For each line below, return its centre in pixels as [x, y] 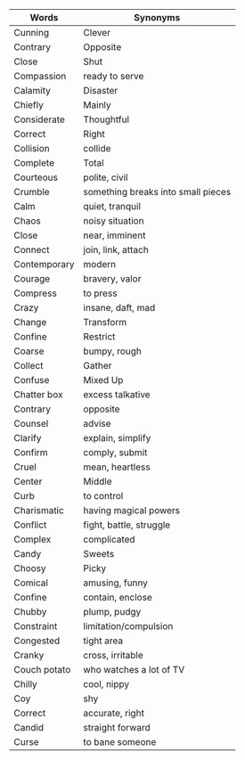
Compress [36, 293]
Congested [37, 641]
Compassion [40, 76]
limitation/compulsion [128, 626]
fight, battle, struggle [127, 525]
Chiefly [29, 105]
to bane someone [120, 742]
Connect [32, 250]
